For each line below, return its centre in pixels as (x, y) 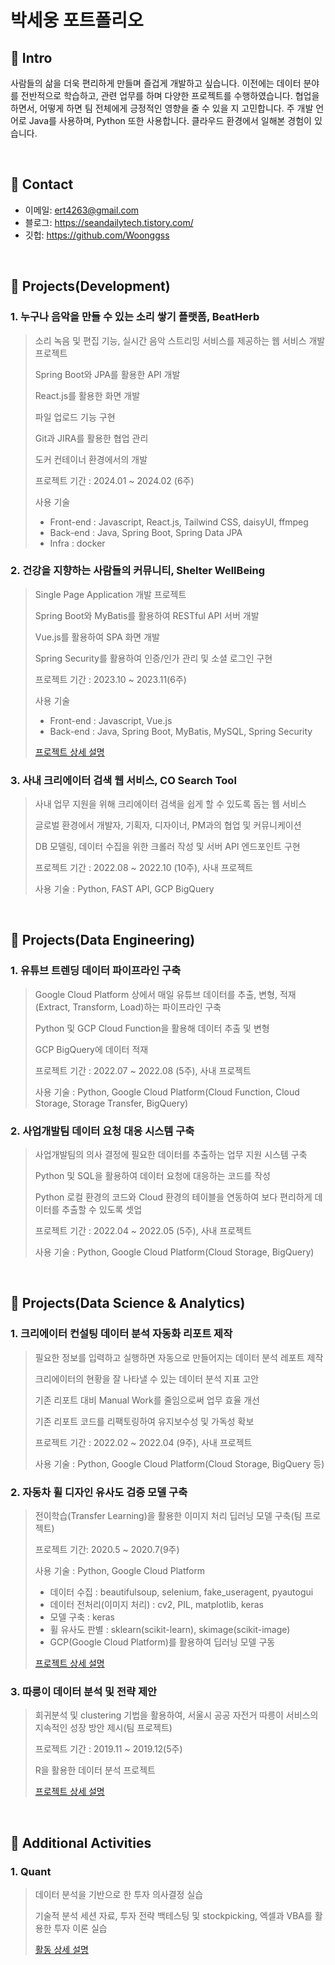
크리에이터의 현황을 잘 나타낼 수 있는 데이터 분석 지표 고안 (147, 1378)
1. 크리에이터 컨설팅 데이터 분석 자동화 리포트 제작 (121, 1334)
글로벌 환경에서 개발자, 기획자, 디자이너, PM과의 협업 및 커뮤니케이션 (168, 825)
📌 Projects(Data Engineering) (103, 940)
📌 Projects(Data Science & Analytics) (128, 1303)
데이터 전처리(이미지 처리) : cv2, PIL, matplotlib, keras (156, 1605)
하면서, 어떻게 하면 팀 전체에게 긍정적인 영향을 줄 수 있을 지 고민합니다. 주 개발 (162, 108)
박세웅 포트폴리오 (77, 20)
